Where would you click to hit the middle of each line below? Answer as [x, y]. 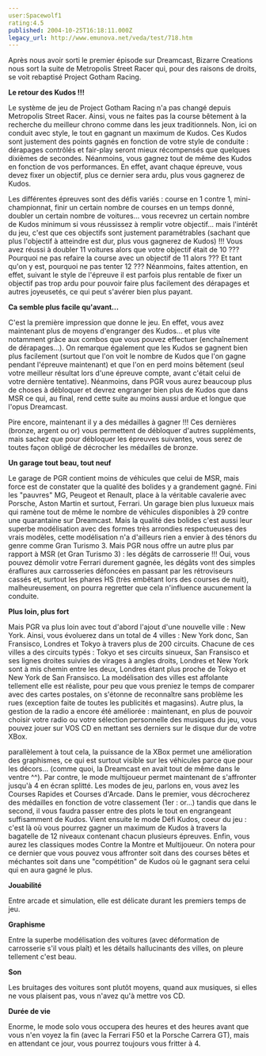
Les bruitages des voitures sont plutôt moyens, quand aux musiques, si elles [133, 988]
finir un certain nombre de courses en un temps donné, [144, 208]
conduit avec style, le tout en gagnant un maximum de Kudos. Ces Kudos [127, 133]
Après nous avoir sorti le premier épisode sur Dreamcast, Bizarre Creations [131, 60]
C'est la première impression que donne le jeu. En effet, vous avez [116, 323]
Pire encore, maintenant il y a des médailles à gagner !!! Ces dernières [122, 422]
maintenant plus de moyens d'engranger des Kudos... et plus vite [114, 331]
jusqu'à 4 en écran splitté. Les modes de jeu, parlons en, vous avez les [124, 785]
